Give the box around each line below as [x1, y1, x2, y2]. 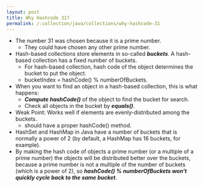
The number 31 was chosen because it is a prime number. [15, 37, 161, 45]
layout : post [6, 9, 40, 15]
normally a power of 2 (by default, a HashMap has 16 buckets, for [15, 135, 181, 142]
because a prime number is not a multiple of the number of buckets [15, 161, 186, 169]
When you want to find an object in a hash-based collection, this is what [15, 83, 198, 90]
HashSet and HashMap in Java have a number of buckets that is [15, 128, 178, 135]
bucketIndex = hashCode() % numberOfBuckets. [24, 76, 148, 83]
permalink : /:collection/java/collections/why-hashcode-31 [6, 20, 161, 26]
